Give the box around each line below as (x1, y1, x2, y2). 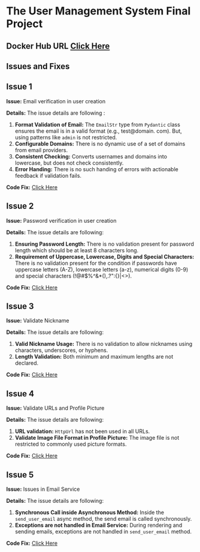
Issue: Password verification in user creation (6, 217, 117, 224)
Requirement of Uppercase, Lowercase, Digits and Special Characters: (14, 253, 195, 260)
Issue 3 (6, 301, 34, 311)
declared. (14, 359, 39, 367)
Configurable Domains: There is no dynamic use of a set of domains (14, 140, 186, 147)
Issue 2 (6, 201, 34, 211)
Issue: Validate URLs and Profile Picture (6, 404, 105, 412)
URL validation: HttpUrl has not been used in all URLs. (14, 428, 150, 435)
